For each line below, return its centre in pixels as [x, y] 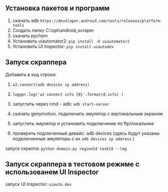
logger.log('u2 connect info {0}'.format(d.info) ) [68, 94]
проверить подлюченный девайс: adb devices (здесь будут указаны [86, 133]
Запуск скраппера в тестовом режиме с [72, 164]
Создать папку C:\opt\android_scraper [53, 30]
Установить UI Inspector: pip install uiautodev [63, 46]
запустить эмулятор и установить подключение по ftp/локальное [83, 123]
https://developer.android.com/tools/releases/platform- [101, 21]
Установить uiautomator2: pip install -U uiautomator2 [71, 41]
